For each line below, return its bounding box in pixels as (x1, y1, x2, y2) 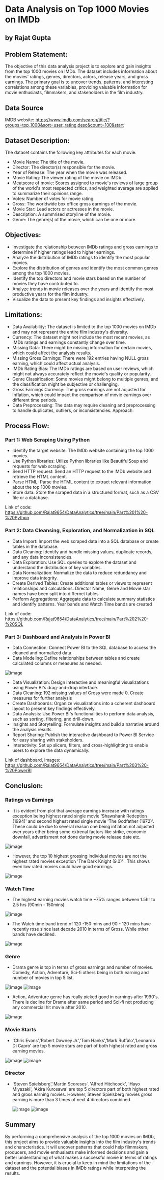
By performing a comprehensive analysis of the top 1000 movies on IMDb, (5, 1133, 155, 1139)
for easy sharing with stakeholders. (12, 737, 84, 742)
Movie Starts (5, 1026, 37, 1033)
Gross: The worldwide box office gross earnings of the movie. (12, 201, 137, 207)
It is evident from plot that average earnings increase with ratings (12, 808, 144, 813)
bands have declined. (12, 931, 56, 937)
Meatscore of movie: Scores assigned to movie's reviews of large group (12, 180, 158, 186)
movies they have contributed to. (12, 280, 79, 286)
